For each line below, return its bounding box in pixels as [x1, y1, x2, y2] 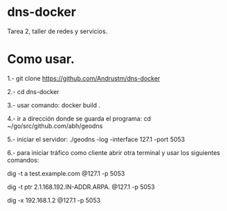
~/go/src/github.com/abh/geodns [7, 122, 103, 130]
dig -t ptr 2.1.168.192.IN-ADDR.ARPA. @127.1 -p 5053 [7, 183, 155, 191]
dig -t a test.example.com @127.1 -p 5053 [7, 169, 125, 177]
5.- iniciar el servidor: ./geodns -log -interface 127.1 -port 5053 [7, 135, 185, 143]
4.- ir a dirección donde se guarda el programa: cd [7, 114, 151, 122]
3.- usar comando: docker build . [7, 101, 101, 109]
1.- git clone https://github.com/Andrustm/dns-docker [7, 74, 161, 82]
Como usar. [7, 51, 75, 67]
